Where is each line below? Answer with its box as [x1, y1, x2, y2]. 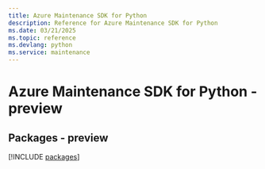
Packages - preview [8, 131, 109, 144]
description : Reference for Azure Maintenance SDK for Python [8, 19, 218, 27]
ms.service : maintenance [8, 48, 90, 56]
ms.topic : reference [8, 33, 77, 42]
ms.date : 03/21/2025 [8, 26, 77, 34]
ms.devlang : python [8, 41, 73, 49]
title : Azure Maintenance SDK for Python [8, 11, 148, 20]
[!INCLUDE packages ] [8, 152, 80, 161]
